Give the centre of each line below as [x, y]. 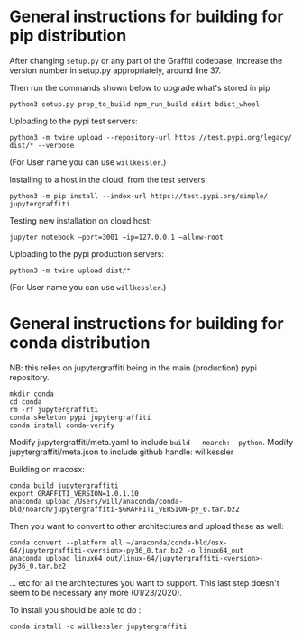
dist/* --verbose [42, 145]
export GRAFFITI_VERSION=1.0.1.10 [74, 493]
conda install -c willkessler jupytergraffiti [98, 626]
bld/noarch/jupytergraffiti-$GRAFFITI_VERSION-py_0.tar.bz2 [125, 509]
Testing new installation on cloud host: [81, 220]
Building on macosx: [47, 469]
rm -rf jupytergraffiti [54, 409]
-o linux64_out [215, 550]
